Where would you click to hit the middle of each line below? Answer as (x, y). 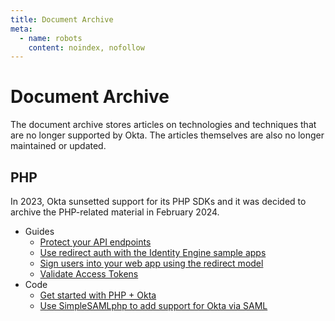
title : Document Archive (62, 19)
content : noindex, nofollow (86, 47)
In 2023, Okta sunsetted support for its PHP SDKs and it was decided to (158, 201)
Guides (39, 231)
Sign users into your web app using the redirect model (151, 263)
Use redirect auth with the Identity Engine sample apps (153, 252)
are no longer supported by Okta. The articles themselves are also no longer (167, 135)
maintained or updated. (58, 146)
